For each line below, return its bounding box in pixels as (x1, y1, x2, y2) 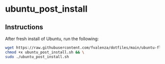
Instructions (5, 23, 43, 31)
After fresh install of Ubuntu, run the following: (5, 36, 99, 42)
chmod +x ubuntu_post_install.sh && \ (5, 50, 84, 55)
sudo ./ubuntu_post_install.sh (5, 54, 69, 59)
